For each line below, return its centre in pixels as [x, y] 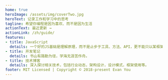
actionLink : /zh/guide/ [30, 33]
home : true [16, 10]
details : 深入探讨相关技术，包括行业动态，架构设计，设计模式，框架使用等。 [79, 65]
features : [15, 38]
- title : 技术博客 [23, 61]
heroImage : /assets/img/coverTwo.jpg [44, 14]
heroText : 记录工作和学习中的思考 [37, 19]
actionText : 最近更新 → [28, 28]
